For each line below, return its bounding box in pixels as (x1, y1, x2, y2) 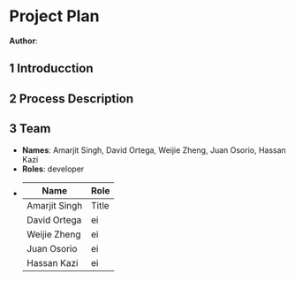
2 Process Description (9, 91, 134, 106)
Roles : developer (21, 163, 85, 174)
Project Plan (9, 6, 100, 27)
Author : (9, 35, 38, 46)
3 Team (9, 121, 51, 136)
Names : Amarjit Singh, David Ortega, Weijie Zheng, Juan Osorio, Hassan (21, 144, 287, 156)
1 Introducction (9, 61, 94, 76)
